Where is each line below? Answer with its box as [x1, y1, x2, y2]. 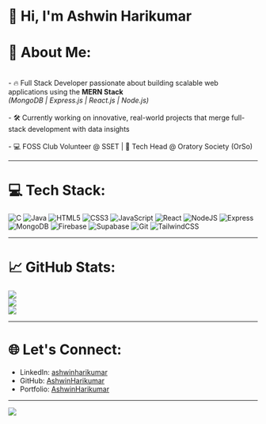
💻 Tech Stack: [8, 182, 106, 199]
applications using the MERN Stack [8, 87, 124, 97]
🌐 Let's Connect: [8, 341, 122, 359]
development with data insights [27, 125, 130, 134]
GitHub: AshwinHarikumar [19, 376, 105, 385]
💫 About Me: [8, 44, 92, 62]
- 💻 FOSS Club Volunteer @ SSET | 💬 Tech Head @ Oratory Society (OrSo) [8, 142, 253, 152]
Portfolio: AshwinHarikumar [19, 384, 109, 394]
